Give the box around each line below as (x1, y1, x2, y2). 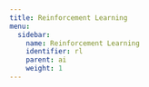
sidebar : (17, 30, 51, 39)
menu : (9, 22, 30, 31)
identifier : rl (25, 47, 84, 56)
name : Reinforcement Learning (25, 38, 141, 48)
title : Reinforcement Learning (9, 13, 128, 23)
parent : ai (25, 55, 67, 64)
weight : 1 (25, 64, 64, 73)
